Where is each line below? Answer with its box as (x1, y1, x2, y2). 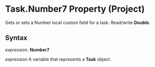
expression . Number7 (5, 46, 50, 52)
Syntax (5, 34, 28, 42)
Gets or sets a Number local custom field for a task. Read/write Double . (5, 20, 151, 25)
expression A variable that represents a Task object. (5, 56, 111, 62)
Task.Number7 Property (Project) (5, 3, 145, 15)
